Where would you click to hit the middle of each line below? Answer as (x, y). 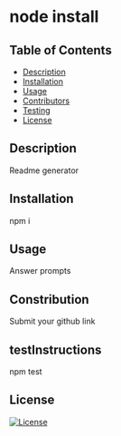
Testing (37, 110)
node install (54, 17)
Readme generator (44, 170)
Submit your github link (52, 321)
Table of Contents (61, 50)
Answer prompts (40, 271)
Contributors (46, 101)
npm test (26, 372)
